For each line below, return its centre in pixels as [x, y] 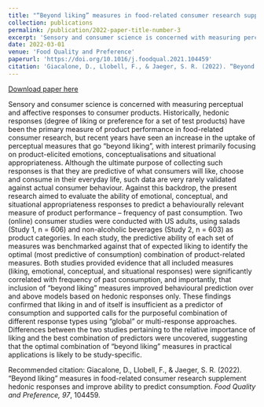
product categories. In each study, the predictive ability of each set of [121, 237]
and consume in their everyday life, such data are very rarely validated [122, 179]
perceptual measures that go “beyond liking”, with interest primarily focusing [132, 145]
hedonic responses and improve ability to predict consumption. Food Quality [132, 387]
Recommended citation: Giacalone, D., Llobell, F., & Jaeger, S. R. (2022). [125, 369]
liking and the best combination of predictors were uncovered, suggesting [128, 338]
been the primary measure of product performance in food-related [116, 129]
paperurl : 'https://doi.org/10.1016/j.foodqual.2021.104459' [110, 60]
